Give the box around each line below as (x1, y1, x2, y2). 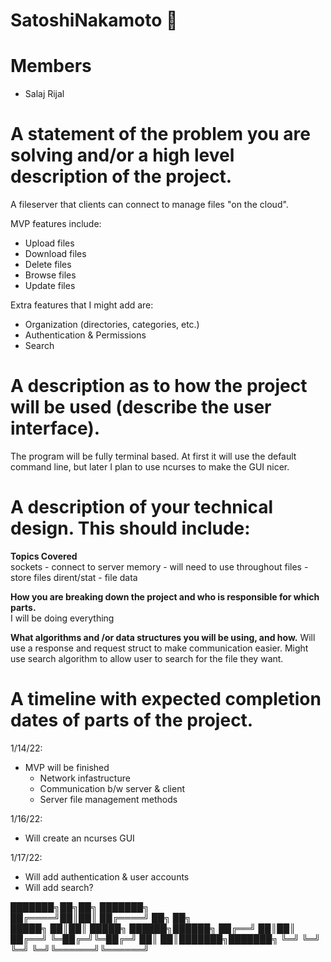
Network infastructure (39, 772, 131, 784)
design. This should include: (10, 517, 251, 540)
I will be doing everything (10, 612, 115, 624)
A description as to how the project (10, 375, 308, 398)
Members (10, 55, 92, 78)
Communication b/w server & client (39, 782, 186, 794)
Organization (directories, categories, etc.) (24, 319, 200, 331)
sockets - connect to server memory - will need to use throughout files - (10, 560, 309, 573)
